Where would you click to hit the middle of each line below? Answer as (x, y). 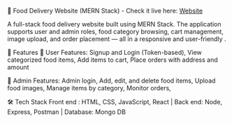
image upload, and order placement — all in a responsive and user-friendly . (117, 39)
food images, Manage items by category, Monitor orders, (89, 88)
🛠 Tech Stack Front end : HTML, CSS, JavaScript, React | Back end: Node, (115, 102)
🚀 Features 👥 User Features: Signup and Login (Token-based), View (105, 52)
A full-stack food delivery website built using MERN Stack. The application (114, 24)
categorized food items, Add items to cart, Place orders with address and (113, 60)
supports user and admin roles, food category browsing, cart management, (115, 32)
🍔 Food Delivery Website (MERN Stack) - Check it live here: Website (105, 11)
